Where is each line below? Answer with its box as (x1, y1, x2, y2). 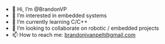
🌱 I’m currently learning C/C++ (11, 18, 88, 25)
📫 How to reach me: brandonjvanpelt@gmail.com (11, 32, 136, 38)
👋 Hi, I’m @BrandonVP (11, 6, 67, 12)
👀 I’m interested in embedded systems (11, 12, 107, 19)
